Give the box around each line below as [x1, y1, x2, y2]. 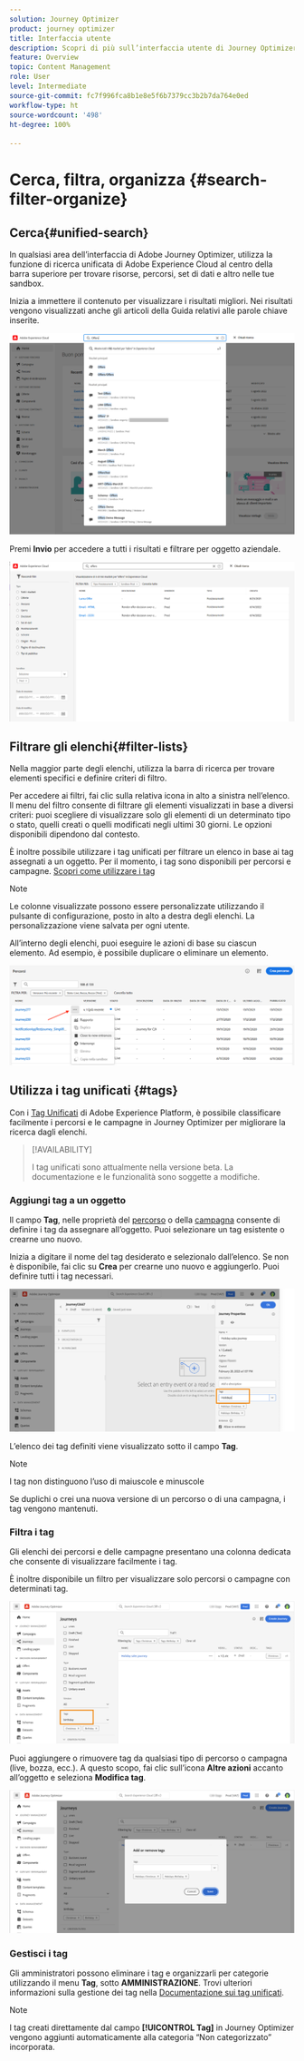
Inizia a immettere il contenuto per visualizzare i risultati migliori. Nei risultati [9, 296, 293, 307]
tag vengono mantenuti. [9, 1503, 99, 1514]
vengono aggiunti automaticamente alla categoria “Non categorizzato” [9, 2032, 272, 2043]
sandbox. [9, 278, 44, 290]
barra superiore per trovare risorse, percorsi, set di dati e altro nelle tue [9, 269, 275, 280]
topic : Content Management [9, 63, 111, 72]
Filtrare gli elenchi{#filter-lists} [9, 739, 188, 754]
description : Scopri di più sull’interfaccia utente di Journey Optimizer [9, 44, 298, 53]
